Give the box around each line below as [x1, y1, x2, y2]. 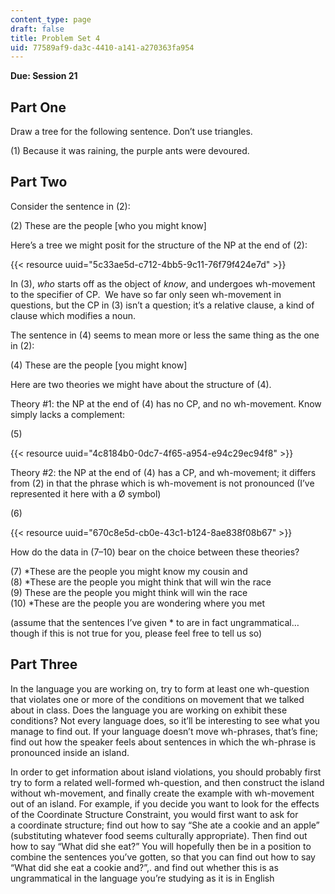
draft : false [10, 24, 65, 34]
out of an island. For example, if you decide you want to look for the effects [10, 797, 320, 810]
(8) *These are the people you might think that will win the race [10, 576, 272, 588]
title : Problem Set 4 [10, 33, 101, 43]
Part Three [10, 656, 78, 673]
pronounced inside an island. [10, 746, 130, 758]
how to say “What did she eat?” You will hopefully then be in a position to [10, 840, 312, 852]
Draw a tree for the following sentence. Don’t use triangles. [10, 126, 253, 138]
